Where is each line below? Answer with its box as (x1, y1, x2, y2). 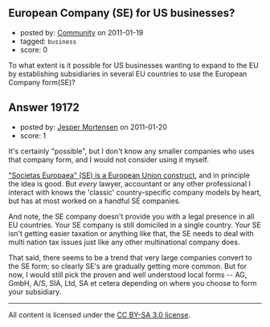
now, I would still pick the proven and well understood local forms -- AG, (8, 269, 247, 280)
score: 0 (19, 44, 48, 55)
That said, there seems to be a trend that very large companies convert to (8, 252, 252, 262)
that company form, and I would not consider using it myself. (8, 154, 209, 164)
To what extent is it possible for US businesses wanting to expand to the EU (8, 60, 259, 70)
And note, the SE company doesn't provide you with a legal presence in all (8, 211, 255, 221)
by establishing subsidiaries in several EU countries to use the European (8, 68, 247, 79)
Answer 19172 (8, 100, 80, 115)
